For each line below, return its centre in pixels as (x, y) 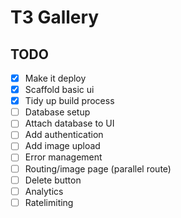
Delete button (53, 180)
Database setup (57, 112)
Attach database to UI (69, 123)
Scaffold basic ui (59, 90)
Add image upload (62, 146)
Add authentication (64, 135)
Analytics (44, 191)
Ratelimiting (49, 202)
